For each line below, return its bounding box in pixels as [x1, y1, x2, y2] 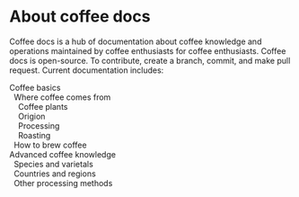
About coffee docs [9, 6, 151, 27]
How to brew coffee [13, 139, 87, 150]
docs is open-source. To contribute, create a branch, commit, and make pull [9, 55, 291, 66]
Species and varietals [13, 158, 94, 169]
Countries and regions [13, 168, 96, 179]
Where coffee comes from [13, 92, 111, 103]
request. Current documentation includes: [9, 65, 164, 76]
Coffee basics [9, 82, 61, 93]
